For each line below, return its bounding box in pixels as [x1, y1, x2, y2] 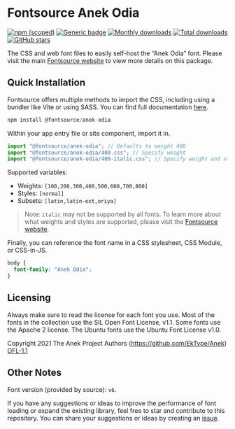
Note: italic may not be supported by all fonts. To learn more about [24, 210, 222, 218]
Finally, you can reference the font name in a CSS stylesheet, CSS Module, [7, 239, 222, 247]
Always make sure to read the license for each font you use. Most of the [7, 310, 215, 319]
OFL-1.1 [7, 346, 28, 355]
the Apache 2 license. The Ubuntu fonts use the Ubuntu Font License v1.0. [7, 325, 222, 334]
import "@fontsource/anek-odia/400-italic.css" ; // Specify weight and [7, 155, 220, 162]
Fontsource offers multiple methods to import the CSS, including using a [7, 95, 215, 104]
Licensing [7, 292, 51, 304]
